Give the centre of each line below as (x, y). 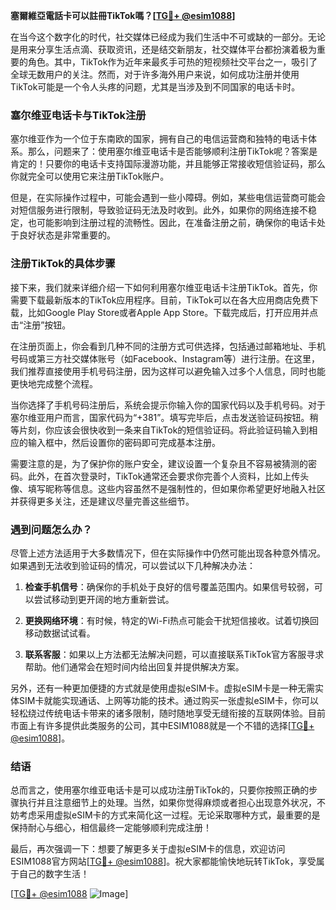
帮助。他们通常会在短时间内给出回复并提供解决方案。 (134, 666)
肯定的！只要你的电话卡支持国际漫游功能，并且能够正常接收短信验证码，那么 (168, 164)
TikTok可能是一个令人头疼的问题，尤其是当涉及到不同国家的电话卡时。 (155, 87)
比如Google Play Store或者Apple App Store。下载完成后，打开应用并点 (173, 312)
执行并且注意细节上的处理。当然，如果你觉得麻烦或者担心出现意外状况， (167, 803)
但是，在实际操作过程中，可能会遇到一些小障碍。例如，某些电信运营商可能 (163, 198)
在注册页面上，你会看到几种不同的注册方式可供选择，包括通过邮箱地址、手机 (168, 346)
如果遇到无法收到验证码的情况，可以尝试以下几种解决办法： (133, 565)
